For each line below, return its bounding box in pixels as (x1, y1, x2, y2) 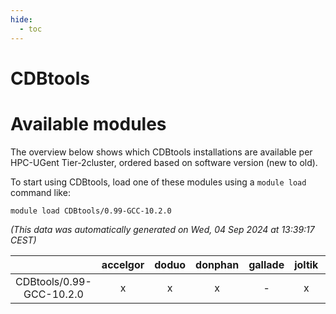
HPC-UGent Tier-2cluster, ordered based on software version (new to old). (10, 156, 318, 168)
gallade (248, 257, 285, 271)
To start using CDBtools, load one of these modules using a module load (10, 176, 307, 188)
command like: (10, 186, 71, 198)
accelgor (101, 257, 145, 271)
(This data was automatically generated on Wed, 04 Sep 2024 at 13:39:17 (10, 223, 315, 235)
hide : (10, 14, 33, 25)
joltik (294, 257, 319, 271)
